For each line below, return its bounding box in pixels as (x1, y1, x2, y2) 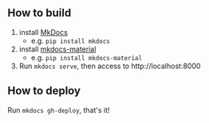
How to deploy (7, 84, 81, 98)
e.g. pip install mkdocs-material (30, 52, 143, 62)
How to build (7, 6, 72, 20)
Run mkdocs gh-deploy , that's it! (7, 105, 110, 114)
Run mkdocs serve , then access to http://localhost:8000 (18, 61, 201, 71)
